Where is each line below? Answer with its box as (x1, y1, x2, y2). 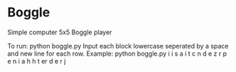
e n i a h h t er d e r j (7, 56, 66, 65)
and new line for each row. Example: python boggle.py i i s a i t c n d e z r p (7, 49, 227, 58)
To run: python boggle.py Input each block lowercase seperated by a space (7, 41, 229, 50)
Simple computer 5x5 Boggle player (7, 28, 112, 36)
